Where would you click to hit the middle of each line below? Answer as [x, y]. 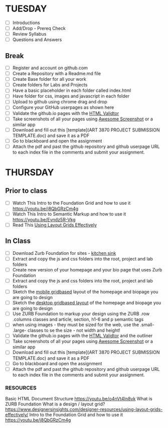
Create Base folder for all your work [49, 79]
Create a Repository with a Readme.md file [57, 74]
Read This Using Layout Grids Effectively [54, 225]
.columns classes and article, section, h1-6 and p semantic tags [78, 320]
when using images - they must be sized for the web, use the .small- [83, 325]
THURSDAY [30, 172]
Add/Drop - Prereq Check [39, 28]
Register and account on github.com [50, 68]
